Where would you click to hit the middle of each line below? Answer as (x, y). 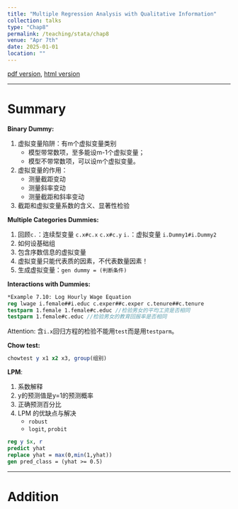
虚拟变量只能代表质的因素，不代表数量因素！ (83, 261)
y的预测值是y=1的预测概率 (55, 395)
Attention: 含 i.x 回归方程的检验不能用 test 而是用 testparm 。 (93, 332)
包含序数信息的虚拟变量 (52, 252)
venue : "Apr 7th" (33, 40)
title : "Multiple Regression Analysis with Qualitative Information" (112, 14)
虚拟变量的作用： (42, 170)
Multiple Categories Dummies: (53, 219)
